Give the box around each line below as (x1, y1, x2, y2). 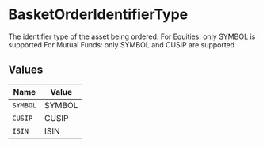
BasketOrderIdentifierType (8, 6, 189, 24)
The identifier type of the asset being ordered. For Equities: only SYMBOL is (8, 32, 256, 41)
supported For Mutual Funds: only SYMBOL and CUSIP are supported (8, 40, 235, 49)
